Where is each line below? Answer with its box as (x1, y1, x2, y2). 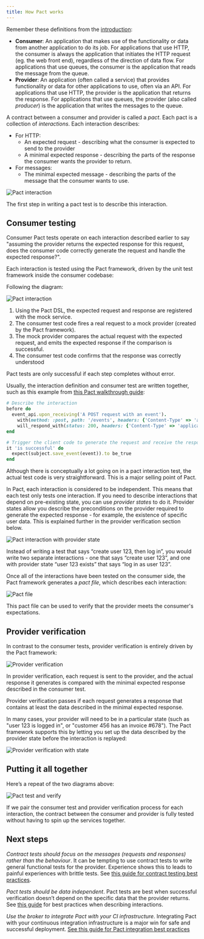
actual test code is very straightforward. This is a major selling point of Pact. (6, 474, 197, 481)
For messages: (15, 164, 53, 171)
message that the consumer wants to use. (24, 177, 129, 184)
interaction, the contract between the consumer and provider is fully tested (6, 810, 194, 817)
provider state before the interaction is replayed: (6, 735, 127, 742)
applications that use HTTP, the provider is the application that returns (15, 89, 191, 96)
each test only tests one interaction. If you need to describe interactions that (6, 492, 197, 500)
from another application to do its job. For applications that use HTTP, (15, 44, 189, 51)
